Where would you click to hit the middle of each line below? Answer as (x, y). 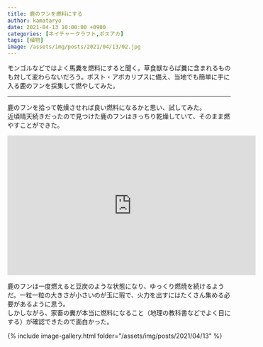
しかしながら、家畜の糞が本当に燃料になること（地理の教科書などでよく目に (119, 313)
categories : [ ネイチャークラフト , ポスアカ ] (66, 34)
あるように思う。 (44, 304)
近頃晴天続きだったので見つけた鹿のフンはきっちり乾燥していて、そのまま (116, 116)
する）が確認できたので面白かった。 (60, 321)
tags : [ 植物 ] (26, 40)
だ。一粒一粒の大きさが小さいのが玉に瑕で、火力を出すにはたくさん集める (116, 295)
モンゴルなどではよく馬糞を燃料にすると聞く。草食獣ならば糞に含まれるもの (119, 68)
